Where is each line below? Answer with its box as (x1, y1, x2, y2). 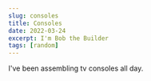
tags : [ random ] (8, 42, 59, 50)
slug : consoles (8, 11, 59, 20)
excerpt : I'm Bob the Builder (8, 34, 109, 43)
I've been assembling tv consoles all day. (8, 63, 144, 73)
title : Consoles (8, 19, 62, 27)
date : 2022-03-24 (8, 26, 66, 34)
